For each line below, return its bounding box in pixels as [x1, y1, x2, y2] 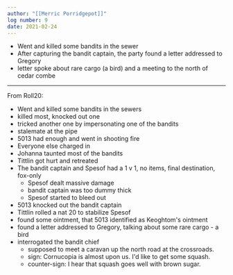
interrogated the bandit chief [17, 237, 99, 247]
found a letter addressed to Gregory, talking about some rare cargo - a [17, 223, 219, 231]
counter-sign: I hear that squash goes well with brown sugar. [27, 260, 201, 268]
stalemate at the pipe [17, 127, 78, 135]
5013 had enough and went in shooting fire [17, 135, 140, 143]
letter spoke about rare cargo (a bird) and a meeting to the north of [17, 64, 208, 73]
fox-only [17, 172, 42, 180]
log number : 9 [7, 17, 49, 24]
